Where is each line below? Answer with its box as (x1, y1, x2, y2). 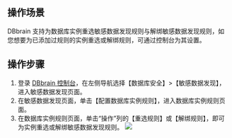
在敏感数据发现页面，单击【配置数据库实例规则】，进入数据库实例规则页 (17, 96, 226, 105)
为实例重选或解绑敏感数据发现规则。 (17, 122, 124, 131)
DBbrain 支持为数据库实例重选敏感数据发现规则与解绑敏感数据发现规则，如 (7, 27, 225, 35)
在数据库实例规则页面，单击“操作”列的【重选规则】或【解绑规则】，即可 (17, 114, 225, 122)
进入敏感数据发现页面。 (17, 87, 86, 96)
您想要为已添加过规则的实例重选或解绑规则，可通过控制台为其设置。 (7, 35, 206, 44)
